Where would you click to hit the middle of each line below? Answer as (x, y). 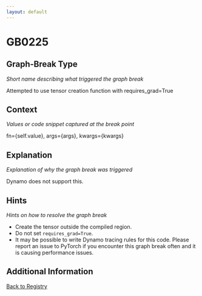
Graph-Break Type (42, 64)
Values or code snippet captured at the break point (70, 124)
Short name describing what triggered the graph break (75, 79)
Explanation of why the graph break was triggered (69, 170)
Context (22, 110)
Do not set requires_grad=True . (54, 234)
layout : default (27, 12)
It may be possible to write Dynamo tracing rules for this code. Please (102, 240)
